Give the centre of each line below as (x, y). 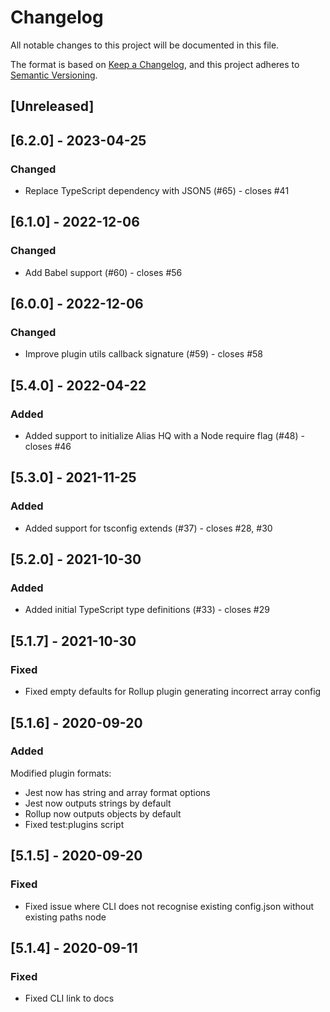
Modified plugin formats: (61, 773)
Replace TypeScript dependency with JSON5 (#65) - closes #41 (157, 191)
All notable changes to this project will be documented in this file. (145, 45)
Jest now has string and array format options (117, 792)
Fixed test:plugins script (74, 824)
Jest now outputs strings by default (98, 803)
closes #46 (48, 447)
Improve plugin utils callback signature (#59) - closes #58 (143, 354)
